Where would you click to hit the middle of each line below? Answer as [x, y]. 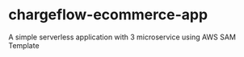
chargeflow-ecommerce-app [108, 15]
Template [24, 45]
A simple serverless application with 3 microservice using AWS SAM [122, 37]
